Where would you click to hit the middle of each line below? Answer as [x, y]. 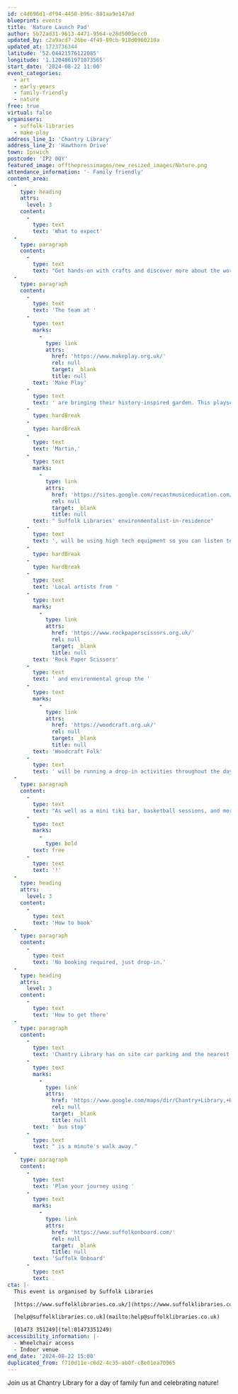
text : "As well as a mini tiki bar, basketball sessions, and [126, 811]
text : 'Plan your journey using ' [84, 1186]
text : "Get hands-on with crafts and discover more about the [126, 271]
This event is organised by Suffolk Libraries [84, 1291]
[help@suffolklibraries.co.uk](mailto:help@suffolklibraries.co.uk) [117, 1317]
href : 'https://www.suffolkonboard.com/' [114, 1232]
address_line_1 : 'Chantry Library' [60, 139]
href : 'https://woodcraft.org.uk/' [104, 725]
